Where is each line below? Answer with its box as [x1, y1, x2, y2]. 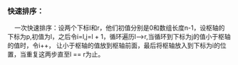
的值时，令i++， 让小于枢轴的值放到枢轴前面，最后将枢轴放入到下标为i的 [7, 41, 221, 50]
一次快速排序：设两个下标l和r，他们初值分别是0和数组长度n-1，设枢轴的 [14, 23, 225, 32]
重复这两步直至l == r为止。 [26, 50, 105, 59]
